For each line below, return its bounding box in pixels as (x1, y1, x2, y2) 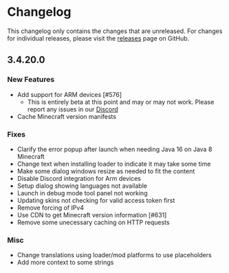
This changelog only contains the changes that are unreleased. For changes (7, 27, 223, 35)
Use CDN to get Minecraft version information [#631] (17, 210, 167, 219)
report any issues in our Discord (27, 105, 118, 113)
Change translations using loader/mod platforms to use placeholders (17, 251, 212, 259)
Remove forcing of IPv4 (17, 204, 85, 212)
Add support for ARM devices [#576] (17, 90, 122, 98)
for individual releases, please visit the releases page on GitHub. (7, 34, 190, 42)
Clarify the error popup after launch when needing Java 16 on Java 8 (17, 145, 212, 153)
